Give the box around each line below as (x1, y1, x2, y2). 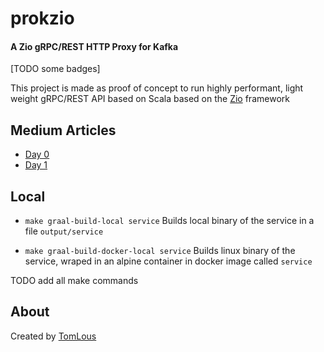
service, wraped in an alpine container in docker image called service (24, 255, 313, 267)
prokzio (10, 7, 75, 30)
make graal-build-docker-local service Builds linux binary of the (24, 245, 296, 257)
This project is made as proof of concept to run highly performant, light (10, 82, 304, 94)
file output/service (24, 225, 104, 237)
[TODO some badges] (10, 63, 101, 75)
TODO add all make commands (10, 275, 139, 287)
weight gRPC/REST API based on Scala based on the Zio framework (10, 93, 290, 105)
